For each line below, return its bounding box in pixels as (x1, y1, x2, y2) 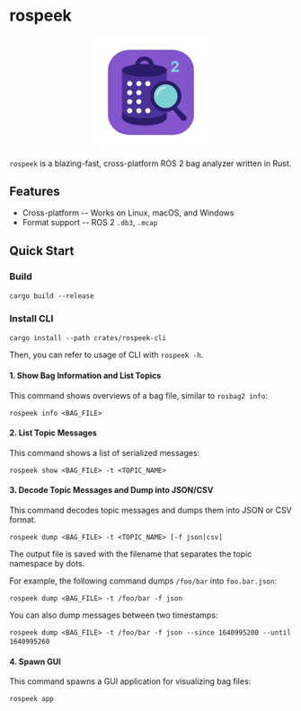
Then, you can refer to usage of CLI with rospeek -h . (9, 349, 204, 360)
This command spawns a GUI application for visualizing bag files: (9, 676, 252, 687)
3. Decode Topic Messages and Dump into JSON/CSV (9, 485, 214, 496)
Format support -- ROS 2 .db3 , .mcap (22, 217, 158, 228)
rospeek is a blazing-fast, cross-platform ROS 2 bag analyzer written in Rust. (9, 158, 292, 169)
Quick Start (9, 243, 75, 259)
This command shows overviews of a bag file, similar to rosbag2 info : (9, 390, 268, 400)
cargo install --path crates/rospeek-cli (9, 334, 167, 343)
